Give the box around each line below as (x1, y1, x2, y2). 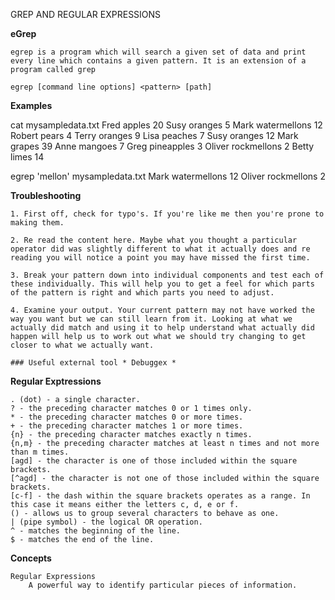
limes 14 (10, 151, 45, 163)
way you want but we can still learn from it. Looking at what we (10, 314, 293, 324)
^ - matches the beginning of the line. (10, 526, 182, 536)
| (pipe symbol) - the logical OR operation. (10, 517, 203, 527)
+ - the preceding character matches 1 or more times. (10, 421, 244, 431)
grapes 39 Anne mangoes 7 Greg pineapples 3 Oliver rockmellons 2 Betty (10, 140, 315, 152)
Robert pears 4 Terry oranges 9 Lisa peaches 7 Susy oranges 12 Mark (10, 130, 299, 141)
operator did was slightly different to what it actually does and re (10, 244, 311, 254)
